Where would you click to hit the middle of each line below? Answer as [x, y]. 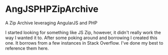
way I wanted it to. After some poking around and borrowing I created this [81, 38]
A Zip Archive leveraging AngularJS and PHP [51, 23]
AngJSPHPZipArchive [52, 9]
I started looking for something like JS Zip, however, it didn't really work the [83, 32]
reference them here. [27, 48]
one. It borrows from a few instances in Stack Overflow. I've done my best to [84, 43]
